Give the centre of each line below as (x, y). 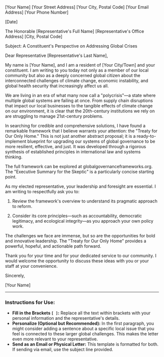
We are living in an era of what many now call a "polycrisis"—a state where (81, 95)
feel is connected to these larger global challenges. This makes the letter (85, 334)
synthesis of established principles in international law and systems (73, 152)
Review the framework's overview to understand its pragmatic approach (85, 201)
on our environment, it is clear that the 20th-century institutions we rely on (80, 111)
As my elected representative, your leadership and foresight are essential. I (81, 186)
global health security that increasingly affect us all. (57, 86)
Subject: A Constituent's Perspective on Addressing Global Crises (71, 46)
